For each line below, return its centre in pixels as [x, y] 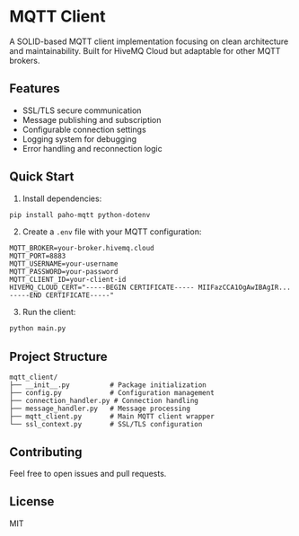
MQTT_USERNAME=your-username [64, 264]
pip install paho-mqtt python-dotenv [80, 215]
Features [35, 88]
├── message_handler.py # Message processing [100, 409]
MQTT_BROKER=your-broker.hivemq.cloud [82, 249]
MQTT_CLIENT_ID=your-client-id [68, 280]
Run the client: [49, 312]
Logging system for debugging [79, 139]
